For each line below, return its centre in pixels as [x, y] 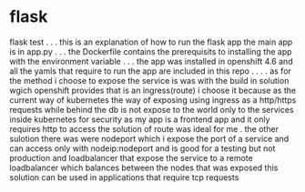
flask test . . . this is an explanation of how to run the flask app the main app [151, 42]
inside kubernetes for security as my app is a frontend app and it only [140, 119]
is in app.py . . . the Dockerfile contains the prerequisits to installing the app [151, 51]
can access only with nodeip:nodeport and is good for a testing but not [142, 148]
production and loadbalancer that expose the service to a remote [131, 157]
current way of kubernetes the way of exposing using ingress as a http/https [153, 100]
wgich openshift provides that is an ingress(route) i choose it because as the [153, 90]
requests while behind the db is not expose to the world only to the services [152, 109]
